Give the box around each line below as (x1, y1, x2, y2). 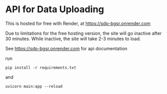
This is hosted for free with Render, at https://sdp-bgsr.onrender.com (5, 20, 151, 26)
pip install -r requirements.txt (5, 65, 77, 70)
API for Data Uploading (5, 4, 104, 15)
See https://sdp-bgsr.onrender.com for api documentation (5, 45, 128, 51)
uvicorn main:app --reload (5, 84, 63, 89)
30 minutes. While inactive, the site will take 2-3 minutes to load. (5, 36, 141, 42)
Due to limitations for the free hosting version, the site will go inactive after (5, 30, 162, 36)
